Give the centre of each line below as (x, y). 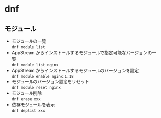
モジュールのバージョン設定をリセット (50, 82)
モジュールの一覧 (29, 41)
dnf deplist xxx (28, 111)
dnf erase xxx (26, 99)
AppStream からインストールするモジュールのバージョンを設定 (75, 70)
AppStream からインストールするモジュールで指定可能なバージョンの (82, 53)
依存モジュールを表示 (33, 104)
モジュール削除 (27, 93)
